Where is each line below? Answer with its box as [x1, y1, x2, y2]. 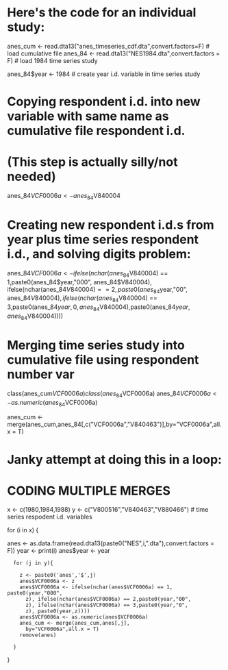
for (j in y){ [13, 560, 53, 567]
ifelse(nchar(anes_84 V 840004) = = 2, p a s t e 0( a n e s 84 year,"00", [7, 285, 188, 295]
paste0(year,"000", [7, 590, 63, 597]
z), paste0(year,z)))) [25, 608, 90, 615]
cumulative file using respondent [7, 351, 199, 367]
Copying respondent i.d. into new [7, 94, 201, 110]
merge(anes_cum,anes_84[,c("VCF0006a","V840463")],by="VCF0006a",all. [7, 420, 222, 429]
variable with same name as [7, 108, 169, 124]
